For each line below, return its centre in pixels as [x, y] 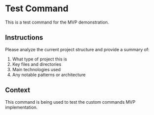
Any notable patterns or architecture [49, 75]
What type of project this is [39, 59]
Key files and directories [37, 64]
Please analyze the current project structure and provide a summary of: [77, 49]
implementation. [21, 107]
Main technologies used [37, 69]
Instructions [24, 38]
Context [18, 90]
